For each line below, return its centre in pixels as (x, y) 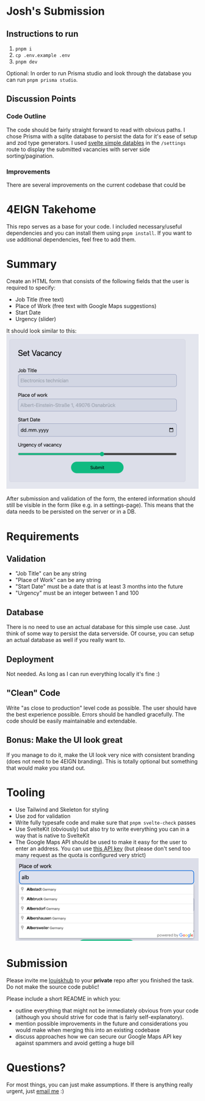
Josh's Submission (56, 11)
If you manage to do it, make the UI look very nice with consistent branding (101, 755)
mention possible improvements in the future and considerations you (102, 1024)
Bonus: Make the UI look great (65, 740)
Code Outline (26, 116)
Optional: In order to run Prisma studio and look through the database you (99, 73)
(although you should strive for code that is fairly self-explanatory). (99, 1017)
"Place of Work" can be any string (58, 580)
